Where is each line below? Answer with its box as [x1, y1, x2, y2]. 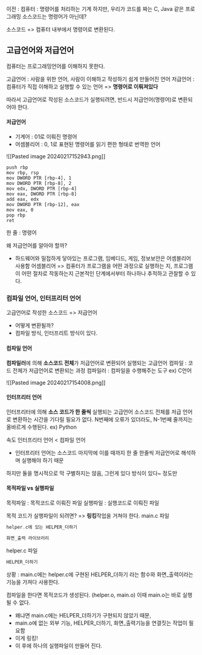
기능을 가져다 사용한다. [6, 578, 60, 585]
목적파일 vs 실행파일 [6, 485, 54, 492]
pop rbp [6, 212, 26, 218]
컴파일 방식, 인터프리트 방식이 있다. [15, 329, 98, 337]
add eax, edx [6, 196, 39, 203]
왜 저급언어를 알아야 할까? [6, 242, 68, 249]
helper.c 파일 [6, 546, 38, 554]
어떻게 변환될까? [15, 322, 54, 329]
